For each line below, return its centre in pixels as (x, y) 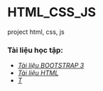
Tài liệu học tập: (36, 50)
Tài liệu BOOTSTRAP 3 (51, 66)
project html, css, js (36, 32)
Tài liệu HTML (38, 73)
